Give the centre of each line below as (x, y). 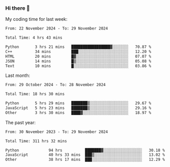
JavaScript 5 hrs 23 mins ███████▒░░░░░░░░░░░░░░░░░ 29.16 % (78, 108)
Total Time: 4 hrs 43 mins (34, 38)
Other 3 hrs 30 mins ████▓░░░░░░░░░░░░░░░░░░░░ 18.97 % (78, 113)
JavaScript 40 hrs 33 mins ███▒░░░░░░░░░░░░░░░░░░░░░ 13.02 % (85, 155)
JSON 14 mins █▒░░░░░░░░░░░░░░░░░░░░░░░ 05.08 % (78, 61)
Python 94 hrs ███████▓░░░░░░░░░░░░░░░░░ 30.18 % (85, 150)
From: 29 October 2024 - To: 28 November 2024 (55, 85)
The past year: (20, 122)
